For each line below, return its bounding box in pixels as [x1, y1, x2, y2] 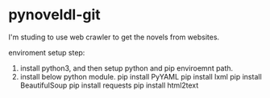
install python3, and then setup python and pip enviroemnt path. [19, 63, 234, 73]
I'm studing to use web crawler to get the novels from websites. [8, 32, 220, 42]
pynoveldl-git [8, 6, 101, 24]
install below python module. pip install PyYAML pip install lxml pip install [19, 71, 262, 81]
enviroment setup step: [8, 47, 85, 57]
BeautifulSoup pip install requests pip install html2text [19, 80, 199, 90]
